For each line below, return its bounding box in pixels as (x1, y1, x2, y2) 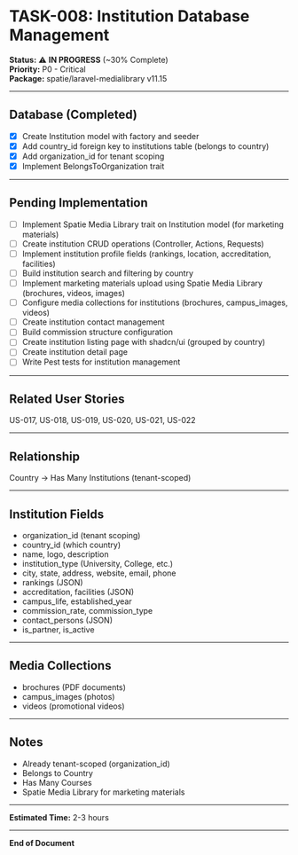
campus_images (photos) (21, 691, 115, 702)
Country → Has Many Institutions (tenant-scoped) (9, 473, 192, 483)
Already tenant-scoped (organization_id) (21, 758, 170, 769)
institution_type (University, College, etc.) (21, 558, 174, 569)
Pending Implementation (9, 195, 148, 210)
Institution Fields (9, 506, 105, 522)
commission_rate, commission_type (21, 605, 153, 616)
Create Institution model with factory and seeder (21, 130, 200, 141)
